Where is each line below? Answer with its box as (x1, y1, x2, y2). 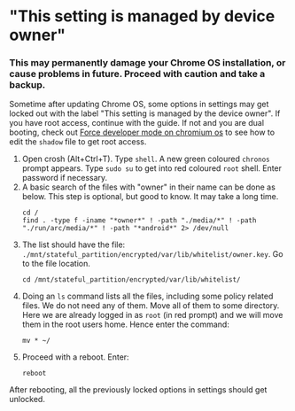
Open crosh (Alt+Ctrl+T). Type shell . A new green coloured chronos (21, 153, 270, 165)
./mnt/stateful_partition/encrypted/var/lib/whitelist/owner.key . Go (21, 249, 283, 260)
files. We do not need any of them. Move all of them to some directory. (21, 300, 280, 311)
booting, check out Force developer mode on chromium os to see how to (9, 127, 276, 138)
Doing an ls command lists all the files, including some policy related (21, 291, 274, 302)
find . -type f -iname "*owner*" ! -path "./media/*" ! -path (21, 216, 257, 225)
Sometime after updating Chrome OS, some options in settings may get (9, 99, 269, 110)
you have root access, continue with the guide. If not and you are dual (9, 118, 264, 128)
